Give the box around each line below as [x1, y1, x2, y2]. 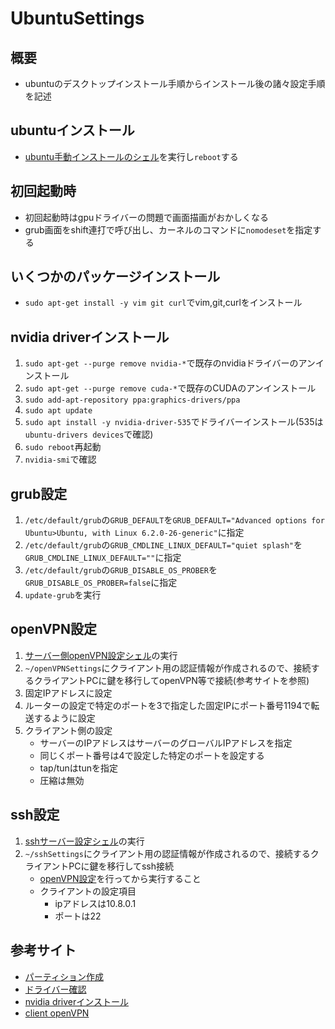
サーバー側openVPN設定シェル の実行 [24, 649, 178, 661]
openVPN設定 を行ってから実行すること [39, 872, 202, 884]
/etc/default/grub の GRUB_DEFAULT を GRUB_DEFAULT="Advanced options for [24, 514, 325, 526]
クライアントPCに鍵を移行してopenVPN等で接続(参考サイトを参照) [33, 674, 310, 686]
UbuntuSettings [10, 7, 145, 30]
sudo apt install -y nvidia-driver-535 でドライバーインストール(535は [24, 416, 324, 428]
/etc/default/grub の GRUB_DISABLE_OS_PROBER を [24, 564, 218, 576]
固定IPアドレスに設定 [24, 687, 113, 699]
